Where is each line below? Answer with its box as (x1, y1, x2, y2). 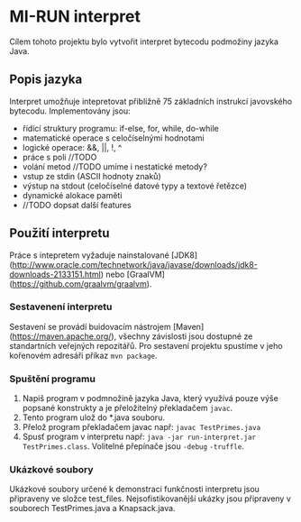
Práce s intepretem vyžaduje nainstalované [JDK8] (9, 250, 198, 261)
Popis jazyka (9, 72, 83, 87)
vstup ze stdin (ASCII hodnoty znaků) (22, 170, 161, 181)
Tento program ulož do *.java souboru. (22, 412, 165, 423)
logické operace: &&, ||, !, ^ (22, 142, 123, 152)
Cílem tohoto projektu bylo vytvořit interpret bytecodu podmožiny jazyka (9, 36, 279, 47)
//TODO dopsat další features (22, 199, 132, 210)
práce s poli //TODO (22, 151, 97, 162)
